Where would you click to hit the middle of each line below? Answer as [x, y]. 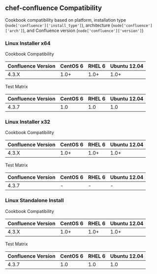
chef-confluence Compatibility [54, 8]
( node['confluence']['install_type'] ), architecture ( [59, 25]
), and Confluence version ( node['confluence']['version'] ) [83, 30]
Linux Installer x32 [28, 122]
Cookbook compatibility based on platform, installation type [66, 20]
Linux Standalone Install [34, 201]
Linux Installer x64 [28, 43]
